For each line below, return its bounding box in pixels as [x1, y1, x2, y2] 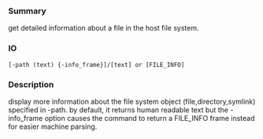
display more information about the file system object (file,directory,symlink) [8, 97, 256, 106]
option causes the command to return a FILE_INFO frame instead [44, 113, 255, 123]
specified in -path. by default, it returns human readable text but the [8, 104, 229, 115]
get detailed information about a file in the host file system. [8, 24, 199, 33]
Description [8, 79, 54, 90]
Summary [8, 5, 47, 16]
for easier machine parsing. [8, 122, 98, 131]
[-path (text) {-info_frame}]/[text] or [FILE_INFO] [8, 60, 185, 68]
